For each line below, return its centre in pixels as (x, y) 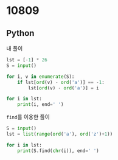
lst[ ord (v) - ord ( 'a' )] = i (64, 88)
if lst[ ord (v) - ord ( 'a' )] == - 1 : (61, 82)
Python (20, 33)
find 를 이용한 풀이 (28, 117)
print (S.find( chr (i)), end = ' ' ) (58, 151)
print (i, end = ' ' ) (40, 105)
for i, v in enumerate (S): (40, 77)
